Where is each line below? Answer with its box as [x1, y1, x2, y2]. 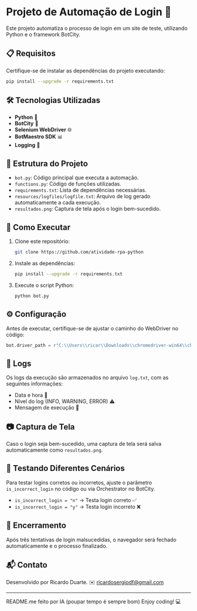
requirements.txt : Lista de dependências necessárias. [14, 187, 147, 194]
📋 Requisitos [6, 49, 56, 59]
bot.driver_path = [6, 342, 51, 348]
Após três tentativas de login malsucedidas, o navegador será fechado [6, 536, 177, 543]
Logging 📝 [14, 142, 40, 149]
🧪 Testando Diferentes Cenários [6, 463, 125, 473]
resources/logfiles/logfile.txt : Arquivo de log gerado [14, 193, 151, 200]
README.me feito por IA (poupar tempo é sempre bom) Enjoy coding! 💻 [6, 598, 181, 605]
